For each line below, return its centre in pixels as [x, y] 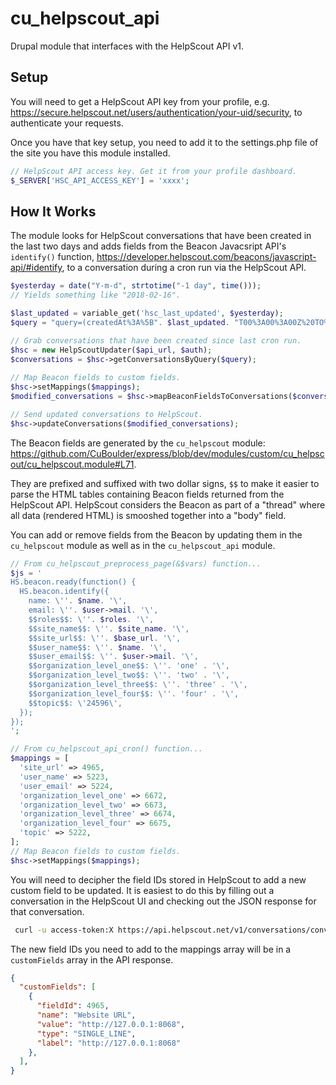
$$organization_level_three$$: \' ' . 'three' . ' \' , [138, 685]
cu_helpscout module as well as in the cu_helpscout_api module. [143, 545]
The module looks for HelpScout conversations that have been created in [161, 236]
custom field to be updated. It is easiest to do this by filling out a [142, 890]
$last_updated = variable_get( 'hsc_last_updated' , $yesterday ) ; [147, 313]
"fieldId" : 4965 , [73, 1006]
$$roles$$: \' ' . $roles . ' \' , [91, 619]
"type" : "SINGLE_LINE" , [86, 1033]
